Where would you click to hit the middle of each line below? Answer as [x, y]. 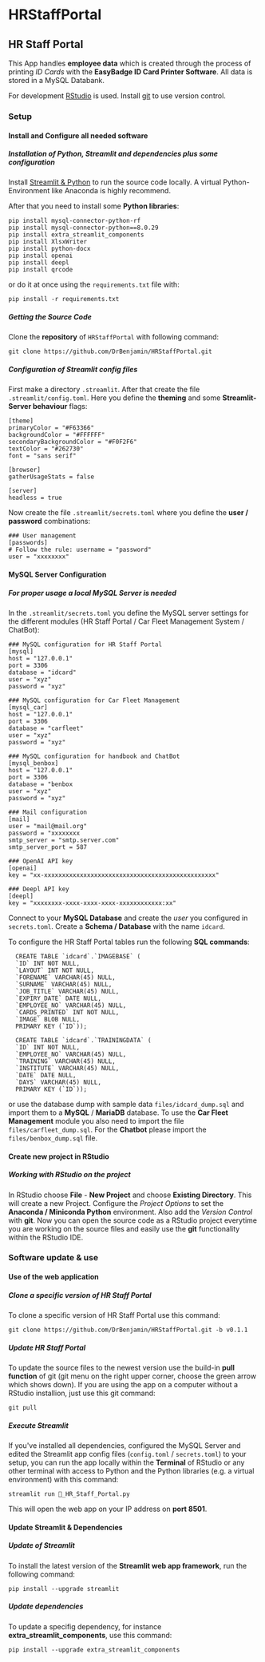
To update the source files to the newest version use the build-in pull [122, 1368]
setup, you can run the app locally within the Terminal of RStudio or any [127, 1462]
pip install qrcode [41, 270]
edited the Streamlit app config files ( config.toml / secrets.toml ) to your [127, 1454]
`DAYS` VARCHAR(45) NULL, [59, 1082]
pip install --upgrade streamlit [64, 1589]
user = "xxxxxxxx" [39, 557]
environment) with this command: [63, 1479]
